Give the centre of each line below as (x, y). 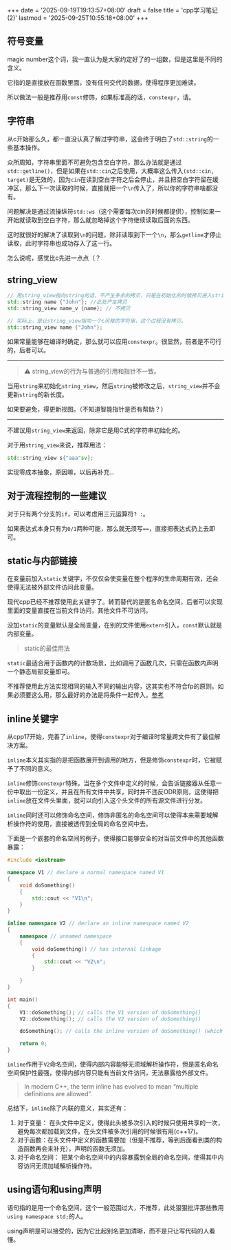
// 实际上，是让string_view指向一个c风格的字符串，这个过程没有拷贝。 (97, 321)
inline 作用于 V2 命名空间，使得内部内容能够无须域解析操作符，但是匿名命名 (113, 1064)
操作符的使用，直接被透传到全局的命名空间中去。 (82, 824)
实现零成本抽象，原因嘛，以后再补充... (61, 472)
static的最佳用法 (47, 648)
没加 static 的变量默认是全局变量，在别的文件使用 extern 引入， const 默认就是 (114, 625)
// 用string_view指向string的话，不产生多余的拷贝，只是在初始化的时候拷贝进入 (110, 296)
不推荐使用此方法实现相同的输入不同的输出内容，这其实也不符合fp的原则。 (112, 686)
